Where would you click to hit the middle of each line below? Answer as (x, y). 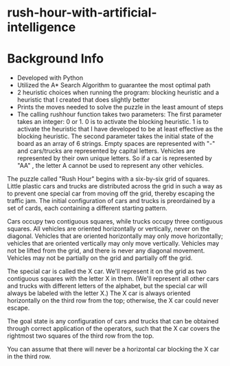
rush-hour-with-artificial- (82, 13)
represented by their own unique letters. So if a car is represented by (115, 158)
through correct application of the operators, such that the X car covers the (114, 329)
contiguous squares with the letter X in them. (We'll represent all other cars (113, 279)
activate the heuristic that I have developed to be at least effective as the (120, 129)
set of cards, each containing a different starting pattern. (87, 208)
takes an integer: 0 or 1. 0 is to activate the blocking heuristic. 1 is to (113, 122)
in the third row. (29, 356)
